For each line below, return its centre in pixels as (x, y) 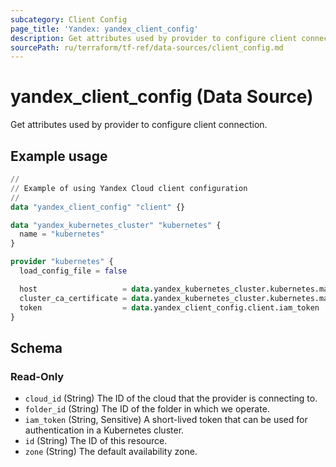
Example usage (59, 156)
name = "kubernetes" (62, 234)
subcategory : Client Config (69, 19)
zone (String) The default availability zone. (111, 452)
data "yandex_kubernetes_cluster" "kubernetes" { (116, 225)
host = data (84, 289)
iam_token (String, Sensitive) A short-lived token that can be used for (166, 420)
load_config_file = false (73, 271)
